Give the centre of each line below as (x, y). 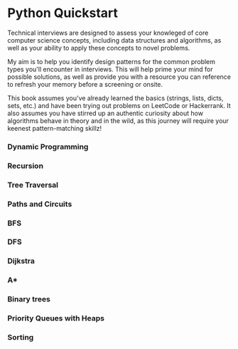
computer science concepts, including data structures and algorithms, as (114, 40)
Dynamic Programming (48, 146)
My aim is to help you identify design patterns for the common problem (111, 61)
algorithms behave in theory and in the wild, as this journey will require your (118, 120)
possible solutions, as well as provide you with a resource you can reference (119, 77)
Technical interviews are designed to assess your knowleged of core (108, 33)
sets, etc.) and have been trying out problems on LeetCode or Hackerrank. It (119, 105)
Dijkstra (21, 261)
